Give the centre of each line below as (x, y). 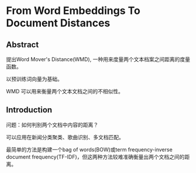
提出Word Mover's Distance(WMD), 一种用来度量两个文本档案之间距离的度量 (98, 59)
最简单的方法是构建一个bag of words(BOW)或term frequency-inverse (89, 149)
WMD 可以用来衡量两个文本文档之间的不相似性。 (65, 91)
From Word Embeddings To (73, 11)
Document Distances (58, 23)
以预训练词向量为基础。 (34, 79)
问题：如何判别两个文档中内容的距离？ (52, 125)
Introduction (29, 110)
